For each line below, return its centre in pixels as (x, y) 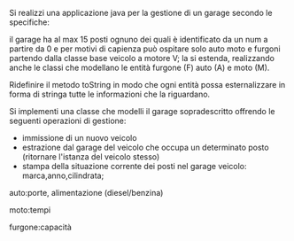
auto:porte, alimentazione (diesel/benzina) (86, 193)
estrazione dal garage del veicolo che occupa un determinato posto (145, 147)
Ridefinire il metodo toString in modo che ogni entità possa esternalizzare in (147, 85)
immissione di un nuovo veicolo (79, 138)
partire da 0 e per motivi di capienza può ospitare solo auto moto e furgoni (145, 49)
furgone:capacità (41, 227)
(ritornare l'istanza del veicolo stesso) (91, 157)
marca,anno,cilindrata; (63, 175)
